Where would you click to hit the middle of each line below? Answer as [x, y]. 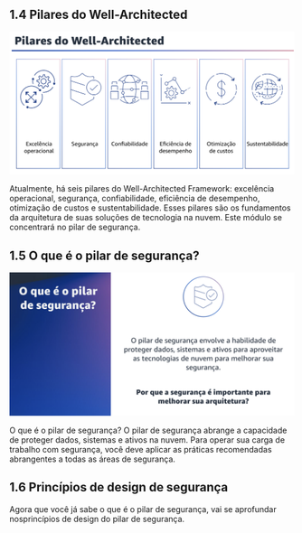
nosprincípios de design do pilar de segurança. [97, 519]
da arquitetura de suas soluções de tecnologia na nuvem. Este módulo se [146, 218]
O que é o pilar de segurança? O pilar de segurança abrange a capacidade [148, 430]
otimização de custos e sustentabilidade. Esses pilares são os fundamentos [150, 208]
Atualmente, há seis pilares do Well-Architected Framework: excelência [142, 189]
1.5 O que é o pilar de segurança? [104, 255]
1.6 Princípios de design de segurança [119, 487]
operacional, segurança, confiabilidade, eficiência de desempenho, [135, 199]
